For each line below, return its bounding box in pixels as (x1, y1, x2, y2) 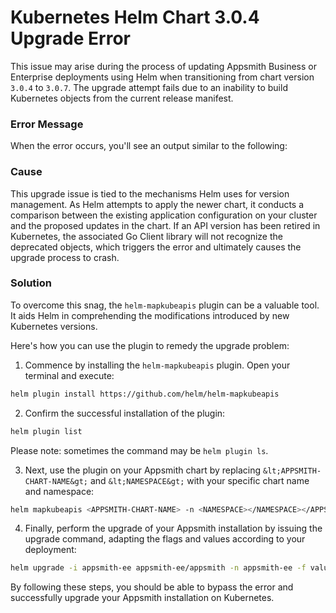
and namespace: (24, 485, 95, 497)
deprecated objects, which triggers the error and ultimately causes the (10, 241, 302, 253)
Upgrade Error (10, 27, 131, 50)
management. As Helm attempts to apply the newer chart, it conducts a (10, 198, 305, 210)
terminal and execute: (24, 369, 115, 381)
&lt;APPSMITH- (263, 466, 322, 476)
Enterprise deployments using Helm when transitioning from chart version (10, 71, 315, 83)
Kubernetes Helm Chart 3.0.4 (10, 6, 260, 29)
